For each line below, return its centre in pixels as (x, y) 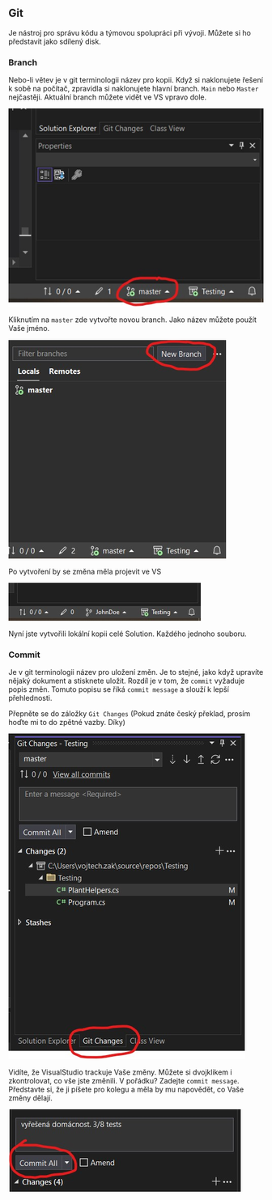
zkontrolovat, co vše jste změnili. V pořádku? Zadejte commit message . (124, 1081)
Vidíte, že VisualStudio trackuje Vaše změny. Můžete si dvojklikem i (120, 1072)
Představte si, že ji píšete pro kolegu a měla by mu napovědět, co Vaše (126, 1090)
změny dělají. (30, 1098)
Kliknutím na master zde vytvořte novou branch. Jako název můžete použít (133, 320)
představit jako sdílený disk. (55, 41)
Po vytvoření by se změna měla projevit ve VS (85, 571)
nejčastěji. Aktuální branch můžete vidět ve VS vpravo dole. (108, 97)
